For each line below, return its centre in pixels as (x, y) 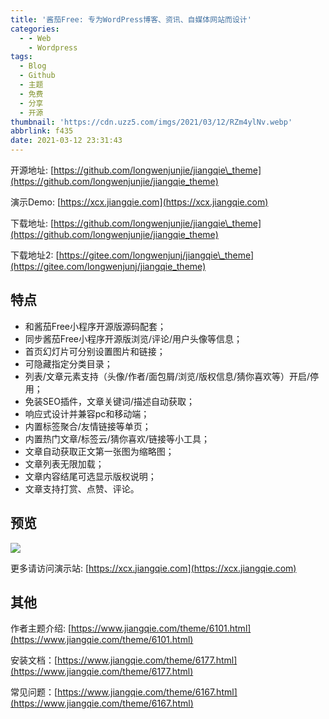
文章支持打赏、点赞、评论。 (82, 488)
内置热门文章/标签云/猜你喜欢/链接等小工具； (117, 438)
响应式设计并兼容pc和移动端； (87, 413)
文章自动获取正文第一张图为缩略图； (99, 451)
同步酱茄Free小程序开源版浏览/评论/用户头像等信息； (133, 338)
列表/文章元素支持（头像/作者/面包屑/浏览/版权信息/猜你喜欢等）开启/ (167, 376)
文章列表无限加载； (64, 463)
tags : (21, 57)
